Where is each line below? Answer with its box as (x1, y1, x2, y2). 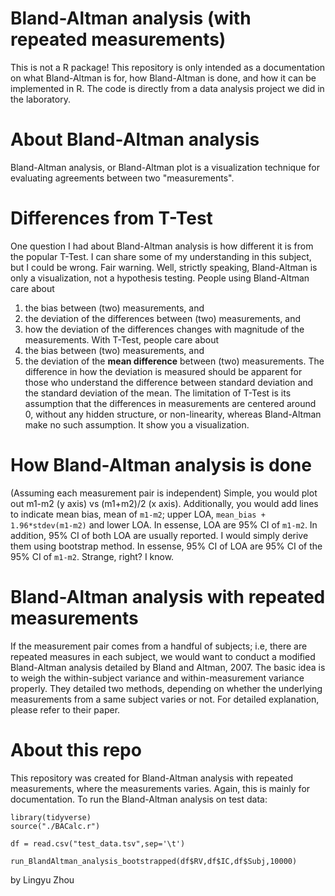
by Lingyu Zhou (10, 873, 75, 886)
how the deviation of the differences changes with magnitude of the (24, 323, 305, 335)
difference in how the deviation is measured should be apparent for (24, 365, 303, 377)
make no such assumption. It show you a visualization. (24, 418, 250, 431)
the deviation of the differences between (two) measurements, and (24, 312, 302, 324)
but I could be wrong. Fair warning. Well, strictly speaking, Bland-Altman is (10, 261, 318, 273)
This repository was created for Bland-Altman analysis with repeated (10, 772, 294, 784)
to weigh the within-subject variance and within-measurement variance (10, 672, 305, 684)
